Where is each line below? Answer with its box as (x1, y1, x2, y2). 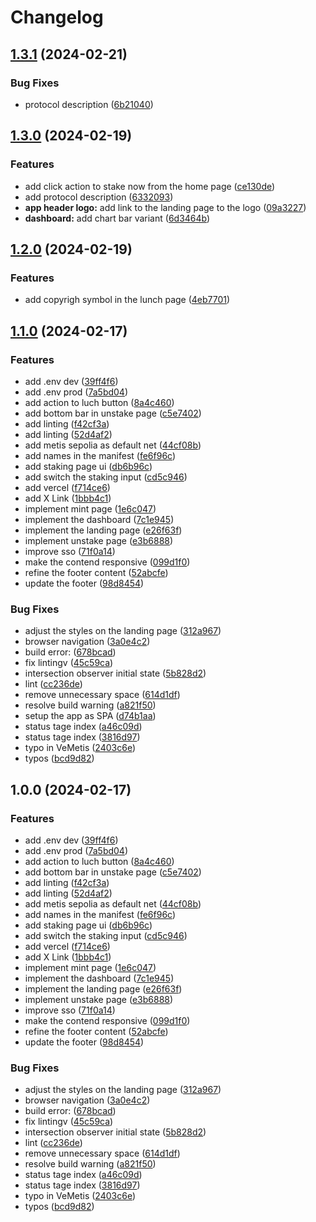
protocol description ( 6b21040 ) (24, 98, 154, 110)
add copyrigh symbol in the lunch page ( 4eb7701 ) (24, 294, 231, 306)
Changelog (10, 6, 104, 29)
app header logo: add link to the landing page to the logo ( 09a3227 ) (24, 201, 307, 213)
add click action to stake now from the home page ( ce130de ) (24, 180, 276, 192)
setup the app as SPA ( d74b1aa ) (24, 710, 157, 722)
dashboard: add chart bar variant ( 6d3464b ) (24, 212, 211, 224)
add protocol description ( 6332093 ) (24, 191, 174, 203)
